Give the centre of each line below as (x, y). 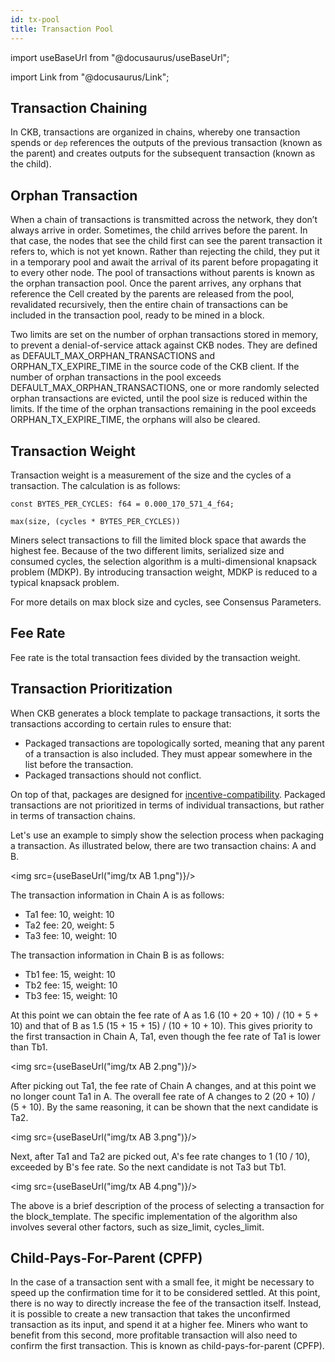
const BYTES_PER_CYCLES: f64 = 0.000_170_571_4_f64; (122, 504)
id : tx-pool (35, 19)
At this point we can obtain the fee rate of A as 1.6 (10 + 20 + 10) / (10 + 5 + (165, 1015)
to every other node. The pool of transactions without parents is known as (162, 273)
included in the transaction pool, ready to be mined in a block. (137, 315)
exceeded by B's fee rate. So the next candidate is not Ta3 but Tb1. (148, 1167)
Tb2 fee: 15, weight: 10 (71, 985)
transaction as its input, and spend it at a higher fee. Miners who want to (159, 1325)
